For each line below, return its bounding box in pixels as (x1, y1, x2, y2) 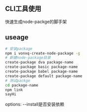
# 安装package (5, 46, 33, 51)
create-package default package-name (5, 73, 83, 79)
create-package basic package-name (5, 64, 78, 70)
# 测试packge (5, 78, 30, 83)
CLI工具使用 (5, 4, 42, 13)
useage (5, 33, 29, 42)
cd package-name (5, 83, 38, 87)
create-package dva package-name (5, 60, 74, 65)
